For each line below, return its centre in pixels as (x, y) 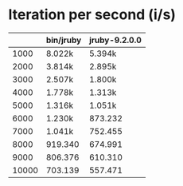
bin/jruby (64, 40)
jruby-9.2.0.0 (115, 40)
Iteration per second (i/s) (92, 15)
